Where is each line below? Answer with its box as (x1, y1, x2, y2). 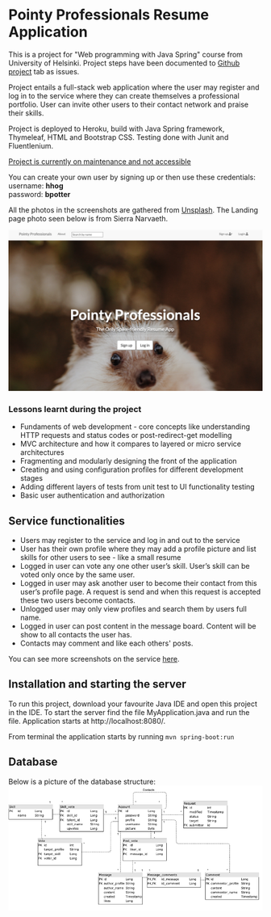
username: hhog (8, 180, 64, 191)
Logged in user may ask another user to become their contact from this (19, 578, 258, 587)
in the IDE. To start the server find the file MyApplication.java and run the (8, 707, 250, 717)
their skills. (8, 107, 44, 118)
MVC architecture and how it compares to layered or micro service (19, 439, 242, 449)
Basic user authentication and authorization (19, 490, 165, 500)
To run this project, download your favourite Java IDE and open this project (8, 699, 258, 709)
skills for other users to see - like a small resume (19, 552, 181, 562)
